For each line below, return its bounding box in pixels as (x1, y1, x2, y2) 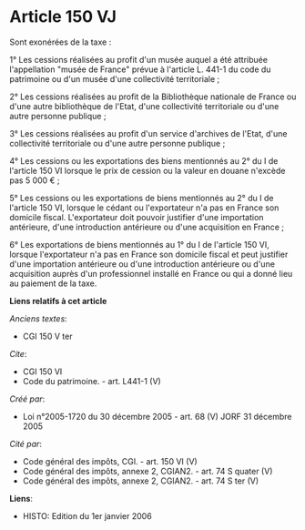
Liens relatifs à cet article (9, 295, 107, 306)
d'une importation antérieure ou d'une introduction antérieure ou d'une (9, 258, 276, 270)
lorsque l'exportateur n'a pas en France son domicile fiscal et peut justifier (9, 249, 289, 260)
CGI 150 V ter (22, 331, 73, 341)
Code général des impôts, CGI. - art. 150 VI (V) (22, 455, 198, 466)
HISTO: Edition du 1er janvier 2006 (22, 510, 152, 521)
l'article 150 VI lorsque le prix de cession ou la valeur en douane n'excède (9, 165, 286, 176)
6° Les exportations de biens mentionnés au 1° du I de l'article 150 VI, (9, 239, 270, 250)
